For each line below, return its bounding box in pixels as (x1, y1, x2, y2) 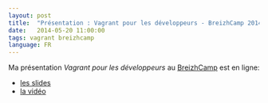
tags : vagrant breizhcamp (8, 33, 94, 42)
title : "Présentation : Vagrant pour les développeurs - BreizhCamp (8, 19, 245, 27)
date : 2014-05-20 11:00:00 (8, 26, 105, 34)
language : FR (8, 41, 52, 49)
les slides (19, 78, 51, 88)
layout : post (8, 11, 52, 20)
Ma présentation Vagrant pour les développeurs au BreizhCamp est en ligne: (8, 63, 260, 72)
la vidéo (19, 86, 46, 96)
